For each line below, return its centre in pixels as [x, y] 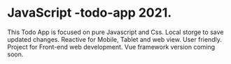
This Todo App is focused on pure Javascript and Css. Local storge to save [115, 32]
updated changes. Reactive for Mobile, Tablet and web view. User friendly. [114, 39]
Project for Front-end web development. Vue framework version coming [111, 47]
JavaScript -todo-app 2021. [90, 13]
